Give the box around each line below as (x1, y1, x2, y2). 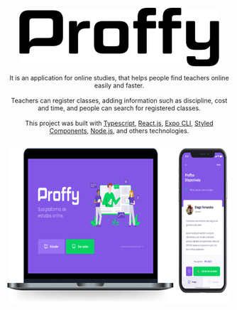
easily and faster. (94, 81, 145, 90)
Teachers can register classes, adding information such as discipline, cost (11, 97, 228, 105)
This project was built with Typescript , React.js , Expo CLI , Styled (25, 119, 214, 127)
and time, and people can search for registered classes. (38, 104, 201, 112)
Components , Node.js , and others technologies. (49, 127, 189, 135)
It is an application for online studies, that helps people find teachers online (9, 74, 229, 82)
